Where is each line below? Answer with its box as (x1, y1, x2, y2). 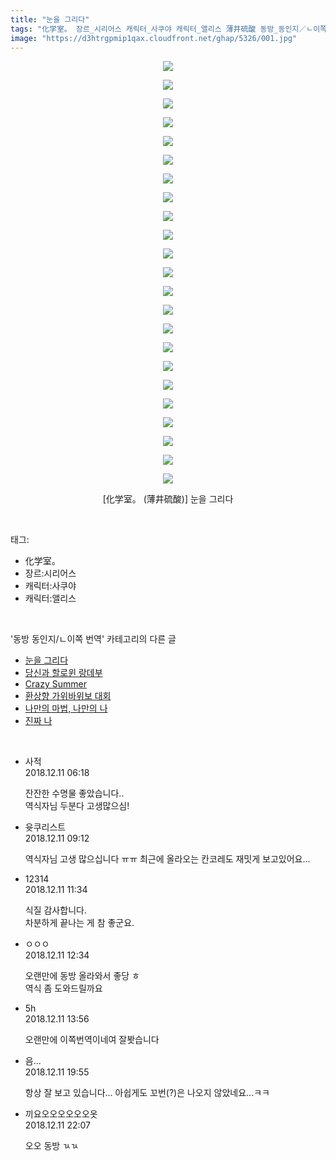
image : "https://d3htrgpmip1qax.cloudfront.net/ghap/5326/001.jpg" (10, 33, 298, 43)
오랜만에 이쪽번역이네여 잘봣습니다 (24, 1034, 160, 1046)
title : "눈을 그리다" (10, 14, 90, 25)
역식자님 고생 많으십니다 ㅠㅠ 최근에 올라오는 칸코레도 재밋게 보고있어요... (24, 853, 311, 865)
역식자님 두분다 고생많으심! (24, 800, 130, 812)
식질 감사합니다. (24, 904, 87, 916)
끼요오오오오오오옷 (24, 1108, 98, 1120)
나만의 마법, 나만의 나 (24, 702, 108, 715)
